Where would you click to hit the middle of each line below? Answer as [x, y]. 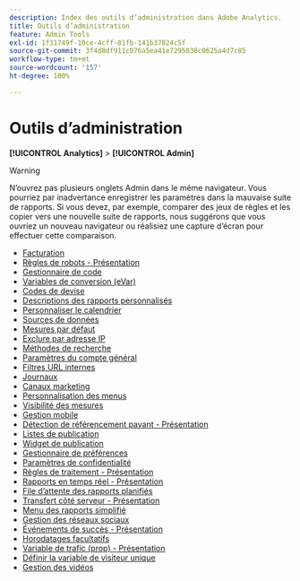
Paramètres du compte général [79, 357]
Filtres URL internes [59, 367]
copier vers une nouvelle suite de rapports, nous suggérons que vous [137, 216]
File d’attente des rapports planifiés [87, 490]
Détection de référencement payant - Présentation [115, 424]
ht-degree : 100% [39, 76]
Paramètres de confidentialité [77, 462]
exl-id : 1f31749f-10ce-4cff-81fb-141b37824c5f [98, 43]
